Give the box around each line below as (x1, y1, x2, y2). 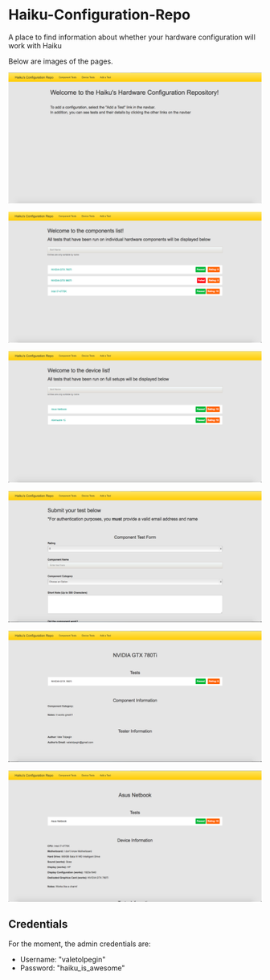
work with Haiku (8, 40, 62, 50)
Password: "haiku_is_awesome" (19, 963, 125, 973)
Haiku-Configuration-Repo (8, 6, 191, 24)
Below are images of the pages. (8, 56, 114, 66)
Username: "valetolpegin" (19, 954, 106, 964)
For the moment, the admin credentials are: (8, 939, 151, 949)
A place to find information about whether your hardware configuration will (8, 32, 256, 42)
